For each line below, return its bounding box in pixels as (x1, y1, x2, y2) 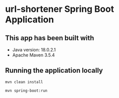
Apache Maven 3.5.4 (12, 52, 55, 58)
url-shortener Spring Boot (5, 3, 114, 15)
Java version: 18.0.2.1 (12, 47, 56, 52)
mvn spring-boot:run (5, 88, 48, 93)
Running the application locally (5, 66, 103, 75)
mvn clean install (5, 79, 43, 85)
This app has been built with (5, 34, 94, 42)
